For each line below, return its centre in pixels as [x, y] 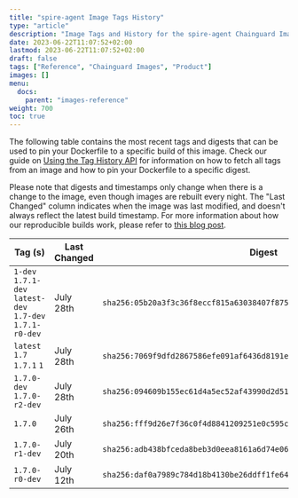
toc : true [27, 116]
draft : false [33, 59]
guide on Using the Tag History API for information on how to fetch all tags [145, 161]
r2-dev [27, 405]
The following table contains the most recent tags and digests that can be [144, 142]
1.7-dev [30, 316]
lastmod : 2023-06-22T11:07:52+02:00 [77, 51]
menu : [19, 83]
